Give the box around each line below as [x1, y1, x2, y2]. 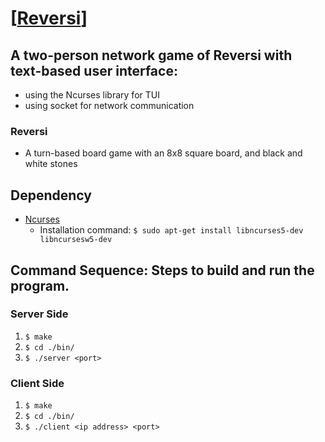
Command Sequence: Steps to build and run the [10, 262, 315, 279]
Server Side [10, 307, 69, 321]
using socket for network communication [24, 100, 195, 111]
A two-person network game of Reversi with [10, 47, 293, 64]
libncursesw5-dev [39, 235, 113, 245]
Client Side [10, 376, 65, 390]
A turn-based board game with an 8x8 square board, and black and [24, 147, 303, 159]
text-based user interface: [10, 62, 178, 79]
